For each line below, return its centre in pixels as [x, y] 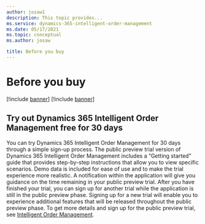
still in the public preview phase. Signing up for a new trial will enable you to [102, 195]
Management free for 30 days [65, 128]
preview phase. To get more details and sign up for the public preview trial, [101, 208]
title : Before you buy [35, 52]
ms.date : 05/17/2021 [33, 29]
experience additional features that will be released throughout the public [99, 201]
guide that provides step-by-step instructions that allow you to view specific [102, 162]
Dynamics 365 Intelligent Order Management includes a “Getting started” [99, 156]
